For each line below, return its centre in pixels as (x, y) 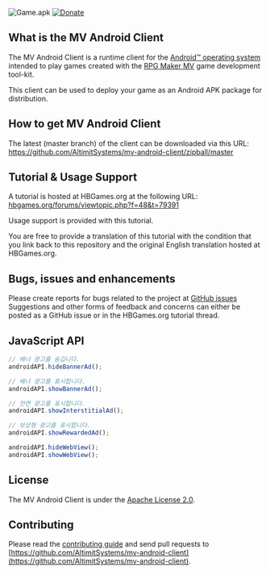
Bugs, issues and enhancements (92, 279)
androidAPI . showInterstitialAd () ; (66, 411)
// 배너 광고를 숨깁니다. (44, 360)
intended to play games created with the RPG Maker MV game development (134, 65)
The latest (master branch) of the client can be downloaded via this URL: (129, 143)
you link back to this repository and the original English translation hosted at (134, 245)
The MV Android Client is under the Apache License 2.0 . (102, 499)
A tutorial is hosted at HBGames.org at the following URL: (103, 197)
